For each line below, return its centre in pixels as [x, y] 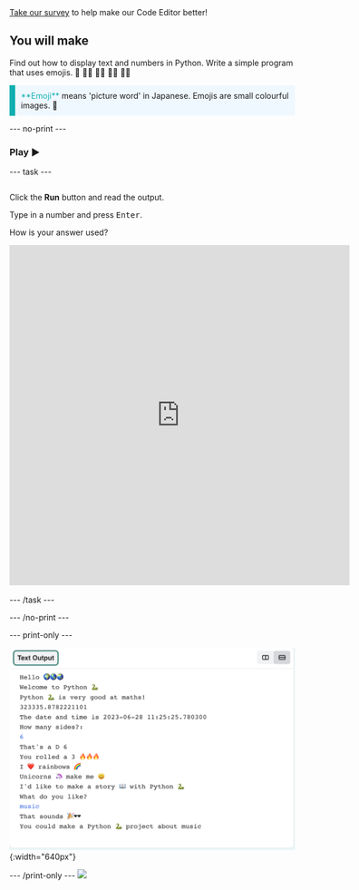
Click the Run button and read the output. [87, 198]
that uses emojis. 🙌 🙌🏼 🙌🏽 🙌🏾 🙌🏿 [70, 72]
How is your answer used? [59, 232]
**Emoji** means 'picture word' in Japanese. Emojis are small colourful [155, 95]
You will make [49, 41]
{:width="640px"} [43, 857]
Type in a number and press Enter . [76, 215]
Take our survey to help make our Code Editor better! [109, 12]
